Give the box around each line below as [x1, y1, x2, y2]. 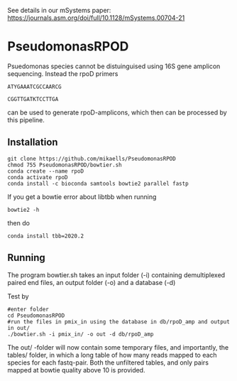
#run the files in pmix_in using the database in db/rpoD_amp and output [7, 318, 231, 326]
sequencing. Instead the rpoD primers [7, 69, 118, 77]
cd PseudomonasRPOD [7, 312, 65, 319]
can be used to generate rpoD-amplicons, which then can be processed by [7, 108, 227, 117]
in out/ [7, 324, 31, 331]
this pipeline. [7, 115, 45, 124]
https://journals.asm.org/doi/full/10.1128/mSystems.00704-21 [7, 14, 185, 22]
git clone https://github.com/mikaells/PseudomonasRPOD [7, 155, 176, 162]
